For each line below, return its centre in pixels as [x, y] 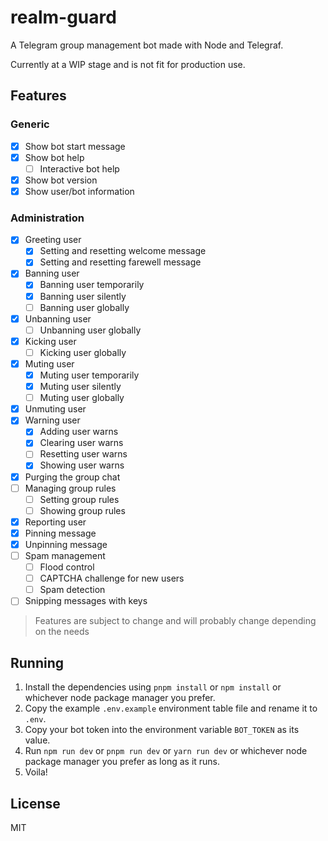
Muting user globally [82, 398]
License [35, 803]
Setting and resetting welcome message [123, 251]
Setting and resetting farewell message [120, 262]
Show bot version [61, 180]
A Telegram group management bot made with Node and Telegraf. [147, 45]
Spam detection [72, 590]
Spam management [65, 555]
